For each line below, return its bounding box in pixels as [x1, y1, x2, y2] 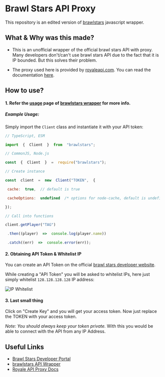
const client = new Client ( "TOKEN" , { [5, 178, 96, 183]
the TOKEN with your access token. [5, 314, 77, 320]
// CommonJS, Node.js [5, 151, 50, 156]
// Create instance [5, 169, 45, 174]
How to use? [5, 86, 44, 95]
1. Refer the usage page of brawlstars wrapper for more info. [5, 100, 131, 106]
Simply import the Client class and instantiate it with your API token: [5, 124, 143, 130]
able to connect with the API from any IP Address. [5, 329, 106, 335]
